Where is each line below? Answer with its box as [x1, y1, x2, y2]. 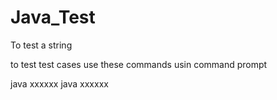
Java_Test [10, 6, 96, 29]
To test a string [10, 39, 73, 51]
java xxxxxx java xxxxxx [10, 77, 109, 90]
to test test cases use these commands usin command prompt [10, 58, 268, 70]
